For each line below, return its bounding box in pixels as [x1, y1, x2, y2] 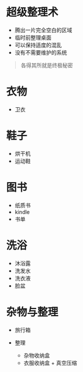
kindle [14, 208, 30, 216]
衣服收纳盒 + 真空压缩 [23, 359, 77, 366]
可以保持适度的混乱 [14, 41, 62, 49]
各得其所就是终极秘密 [20, 61, 73, 69]
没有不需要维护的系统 [14, 49, 67, 56]
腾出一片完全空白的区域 [14, 26, 72, 34]
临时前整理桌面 [14, 34, 52, 41]
